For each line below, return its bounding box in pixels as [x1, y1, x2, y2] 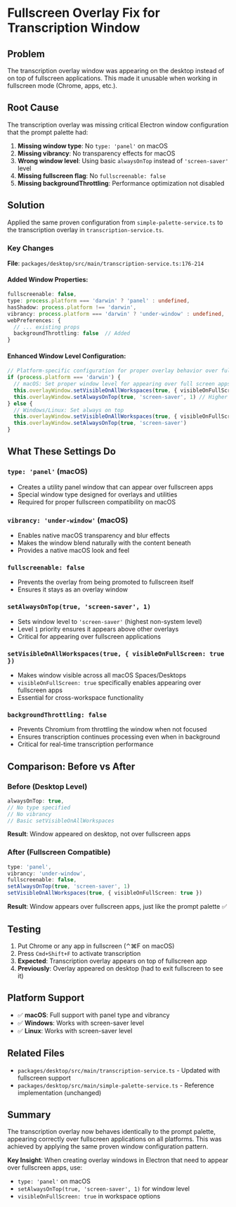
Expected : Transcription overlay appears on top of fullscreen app [17, 957, 207, 965]
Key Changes [7, 243, 54, 253]
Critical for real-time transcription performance [17, 740, 154, 748]
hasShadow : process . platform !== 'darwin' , [7, 304, 137, 311]
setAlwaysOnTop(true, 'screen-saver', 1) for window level [17, 1184, 190, 1193]
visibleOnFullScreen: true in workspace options [17, 1192, 161, 1201]
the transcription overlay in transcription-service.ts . [7, 225, 164, 234]
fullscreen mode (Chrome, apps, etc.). [7, 82, 118, 89]
